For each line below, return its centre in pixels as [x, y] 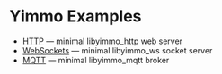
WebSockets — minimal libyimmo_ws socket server [117, 50]
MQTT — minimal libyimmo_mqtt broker [96, 60]
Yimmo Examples [75, 16]
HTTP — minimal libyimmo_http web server [102, 41]
